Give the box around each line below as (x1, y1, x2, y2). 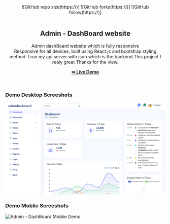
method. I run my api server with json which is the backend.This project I (9, 53, 161, 59)
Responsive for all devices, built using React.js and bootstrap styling (14, 48, 157, 54)
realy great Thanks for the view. (52, 59, 119, 65)
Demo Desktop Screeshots (5, 91, 73, 98)
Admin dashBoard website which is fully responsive (31, 43, 140, 49)
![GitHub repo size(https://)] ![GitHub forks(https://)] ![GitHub (21, 4, 149, 10)
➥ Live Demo (71, 68, 99, 74)
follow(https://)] (69, 9, 102, 15)
